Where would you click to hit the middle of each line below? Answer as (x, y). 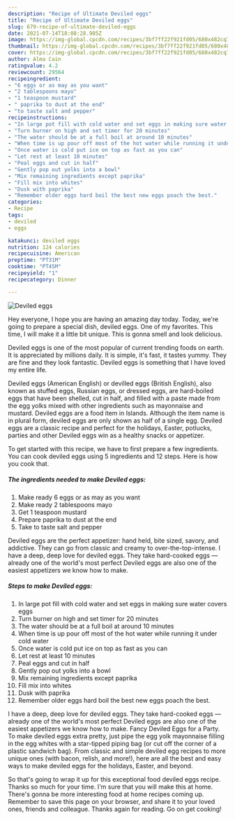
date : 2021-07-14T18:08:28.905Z (55, 33)
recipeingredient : (35, 79)
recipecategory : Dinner (43, 279)
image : (17, 40)
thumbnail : (24, 46)
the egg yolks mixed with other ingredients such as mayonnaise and (106, 405)
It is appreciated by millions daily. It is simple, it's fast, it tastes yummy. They (117, 355)
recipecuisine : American (44, 254)
